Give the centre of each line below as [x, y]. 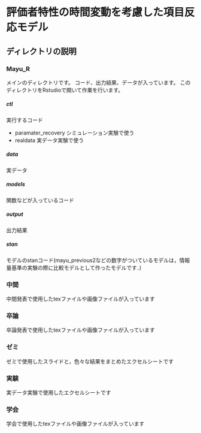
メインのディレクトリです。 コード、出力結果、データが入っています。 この [98, 82]
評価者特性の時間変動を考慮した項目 [95, 12]
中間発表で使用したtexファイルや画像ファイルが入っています [81, 299]
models [16, 184]
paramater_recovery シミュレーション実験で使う [74, 133]
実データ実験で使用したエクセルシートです [59, 392]
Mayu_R [18, 68]
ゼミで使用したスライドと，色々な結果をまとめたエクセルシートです [90, 361]
